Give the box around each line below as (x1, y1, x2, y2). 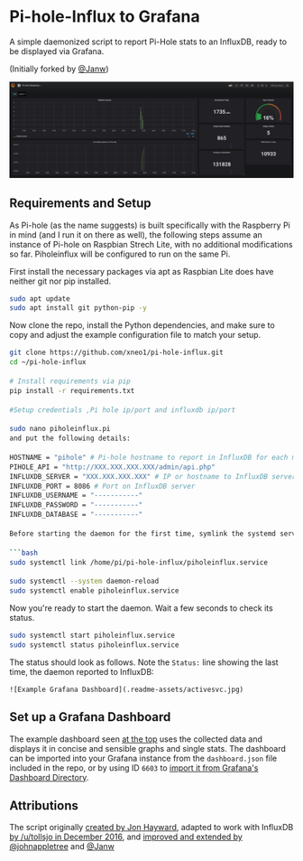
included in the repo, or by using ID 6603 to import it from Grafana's (9, 762, 259, 773)
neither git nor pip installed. (9, 276, 112, 286)
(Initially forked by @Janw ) (9, 63, 110, 74)
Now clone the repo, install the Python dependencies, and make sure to (9, 320, 275, 331)
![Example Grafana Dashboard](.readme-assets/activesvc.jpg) (9, 685, 244, 694)
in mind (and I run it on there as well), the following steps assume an (9, 229, 263, 240)
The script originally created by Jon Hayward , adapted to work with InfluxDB (9, 822, 294, 833)
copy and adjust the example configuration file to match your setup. (9, 330, 262, 341)
